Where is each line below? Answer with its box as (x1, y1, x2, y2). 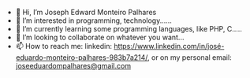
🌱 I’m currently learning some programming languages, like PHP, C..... (15, 24, 243, 33)
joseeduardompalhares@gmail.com (15, 61, 132, 70)
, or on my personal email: (147, 53, 232, 62)
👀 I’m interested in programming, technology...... (15, 16, 172, 25)
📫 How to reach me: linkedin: (15, 42, 113, 50)
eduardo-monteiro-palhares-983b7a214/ (15, 53, 148, 62)
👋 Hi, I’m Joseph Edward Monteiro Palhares (15, 8, 157, 17)
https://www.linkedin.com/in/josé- (114, 42, 225, 50)
